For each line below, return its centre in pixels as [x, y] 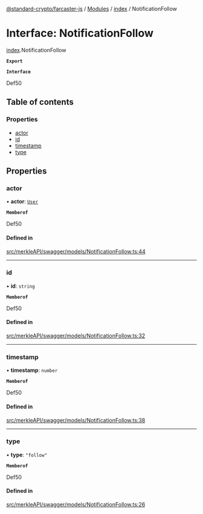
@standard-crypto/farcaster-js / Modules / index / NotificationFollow [92, 9]
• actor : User [22, 201]
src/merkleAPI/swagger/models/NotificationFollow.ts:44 [76, 251]
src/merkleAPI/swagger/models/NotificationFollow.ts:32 [76, 336]
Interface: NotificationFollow [80, 33]
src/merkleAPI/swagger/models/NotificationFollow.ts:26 [76, 505]
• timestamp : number [32, 370]
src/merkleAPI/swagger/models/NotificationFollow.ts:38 [76, 420]
